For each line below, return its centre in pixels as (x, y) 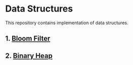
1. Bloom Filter (28, 39)
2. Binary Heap (29, 56)
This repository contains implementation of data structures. (67, 23)
